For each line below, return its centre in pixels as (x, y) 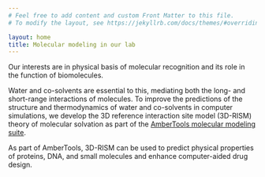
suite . (17, 133)
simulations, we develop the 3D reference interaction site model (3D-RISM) (130, 116)
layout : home (30, 37)
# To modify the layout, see (56, 23)
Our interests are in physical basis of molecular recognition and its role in (127, 67)
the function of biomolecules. (56, 75)
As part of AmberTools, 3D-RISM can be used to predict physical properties (131, 148)
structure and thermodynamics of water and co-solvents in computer (121, 107)
